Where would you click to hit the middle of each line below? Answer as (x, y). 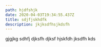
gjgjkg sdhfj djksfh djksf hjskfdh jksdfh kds (50, 39)
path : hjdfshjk (22, 10)
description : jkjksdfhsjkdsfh (38, 24)
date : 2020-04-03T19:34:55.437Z (40, 15)
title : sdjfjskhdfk (26, 19)
